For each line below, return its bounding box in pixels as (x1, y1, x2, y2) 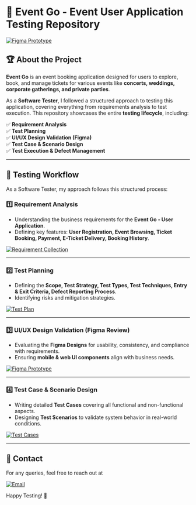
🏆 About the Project (6, 55, 82, 65)
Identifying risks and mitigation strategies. (14, 294, 116, 301)
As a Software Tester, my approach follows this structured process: (6, 185, 168, 193)
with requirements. (14, 348, 60, 355)
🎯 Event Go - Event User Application (6, 5, 184, 19)
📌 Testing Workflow (6, 170, 79, 180)
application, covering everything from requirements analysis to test (6, 103, 167, 110)
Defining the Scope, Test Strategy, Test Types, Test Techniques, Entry (14, 282, 188, 289)
